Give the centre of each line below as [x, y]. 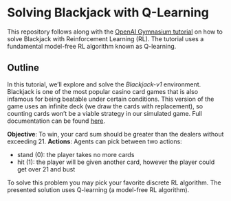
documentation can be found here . [56, 121]
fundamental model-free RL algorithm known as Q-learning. [92, 46]
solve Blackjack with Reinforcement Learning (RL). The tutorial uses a [106, 38]
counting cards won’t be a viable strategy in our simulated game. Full [105, 113]
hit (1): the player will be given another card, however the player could [116, 162]
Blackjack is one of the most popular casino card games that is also [102, 91]
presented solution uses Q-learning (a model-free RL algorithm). [98, 189]
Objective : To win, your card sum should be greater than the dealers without [115, 134]
